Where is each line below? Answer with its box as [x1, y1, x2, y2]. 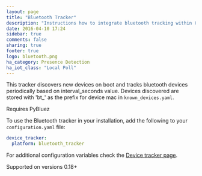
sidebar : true [6, 31, 42, 37]
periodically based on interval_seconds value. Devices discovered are [6, 88, 179, 95]
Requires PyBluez [6, 106, 50, 113]
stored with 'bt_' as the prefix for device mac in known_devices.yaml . [6, 94, 174, 101]
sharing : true [6, 43, 42, 49]
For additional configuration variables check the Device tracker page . [6, 151, 178, 159]
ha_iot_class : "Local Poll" [6, 64, 77, 71]
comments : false [6, 37, 47, 43]
